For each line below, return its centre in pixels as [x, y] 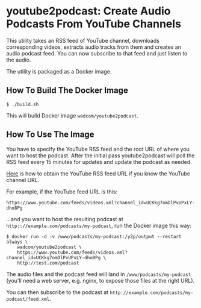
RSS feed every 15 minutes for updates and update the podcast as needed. [99, 162]
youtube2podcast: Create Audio [88, 11]
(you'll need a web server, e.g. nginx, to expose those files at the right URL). [100, 280]
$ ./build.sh [23, 104]
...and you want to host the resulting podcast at [65, 219]
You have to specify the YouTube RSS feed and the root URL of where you [98, 149]
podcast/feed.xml [28, 299]
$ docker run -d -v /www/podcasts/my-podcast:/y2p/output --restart [94, 236]
